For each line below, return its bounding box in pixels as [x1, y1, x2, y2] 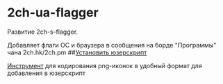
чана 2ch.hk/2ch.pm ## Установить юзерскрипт [7, 48, 147, 56]
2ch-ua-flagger [7, 5, 99, 21]
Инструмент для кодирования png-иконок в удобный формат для [7, 61, 203, 70]
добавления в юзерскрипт [7, 69, 85, 77]
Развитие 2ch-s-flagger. [7, 28, 79, 36]
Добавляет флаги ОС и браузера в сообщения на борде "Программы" [7, 41, 217, 49]
